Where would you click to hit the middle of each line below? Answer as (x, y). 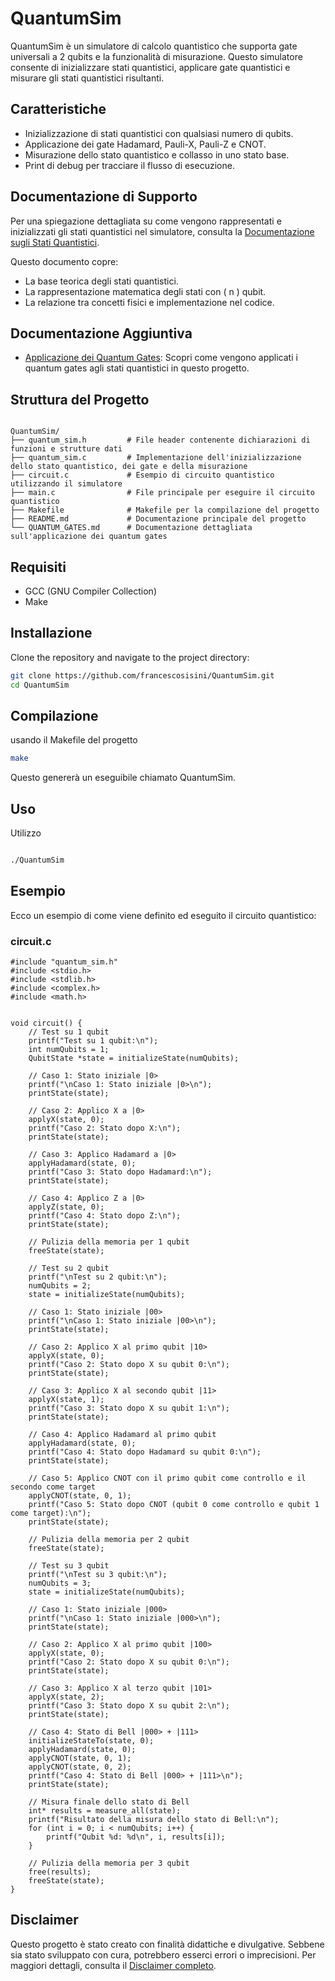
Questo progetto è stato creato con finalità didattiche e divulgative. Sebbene (167, 1944)
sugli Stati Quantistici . (55, 242)
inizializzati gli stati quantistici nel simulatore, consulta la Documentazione (162, 231)
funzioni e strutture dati (66, 449)
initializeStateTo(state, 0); (91, 1741)
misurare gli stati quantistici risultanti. (87, 78)
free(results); (60, 1872)
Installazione (51, 633)
